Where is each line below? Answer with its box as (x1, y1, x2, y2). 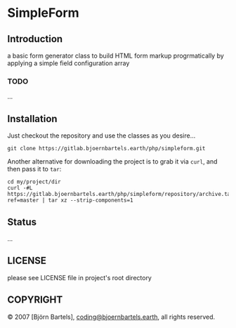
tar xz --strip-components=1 (48, 197, 133, 204)
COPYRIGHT (7, 294, 63, 306)
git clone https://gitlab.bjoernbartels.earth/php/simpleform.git (7, 145, 206, 152)
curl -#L (7, 185, 33, 192)
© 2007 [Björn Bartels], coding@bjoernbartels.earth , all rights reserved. (7, 313, 216, 321)
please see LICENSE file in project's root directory (7, 273, 152, 282)
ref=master (7, 197, 39, 204)
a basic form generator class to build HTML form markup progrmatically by (7, 51, 225, 60)
